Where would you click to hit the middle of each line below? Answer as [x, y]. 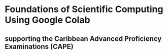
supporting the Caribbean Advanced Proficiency [83, 39]
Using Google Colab [47, 20]
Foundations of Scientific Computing [84, 9]
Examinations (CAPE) [39, 46]
